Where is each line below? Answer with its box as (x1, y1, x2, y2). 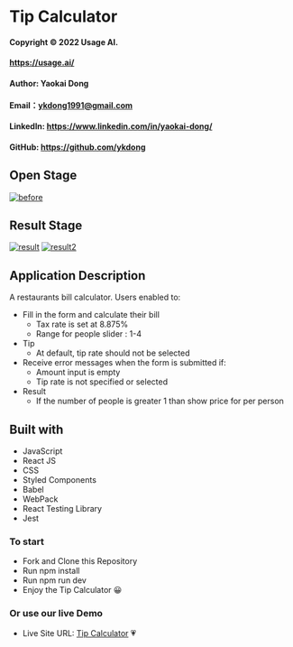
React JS (22, 456, 57, 466)
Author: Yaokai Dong (9, 78, 89, 88)
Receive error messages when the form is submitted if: (22, 357, 227, 368)
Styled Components (22, 475, 97, 485)
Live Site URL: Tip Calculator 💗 (22, 627, 137, 638)
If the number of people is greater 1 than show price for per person (35, 395, 284, 407)
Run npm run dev (22, 575, 87, 586)
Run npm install (22, 566, 80, 577)
